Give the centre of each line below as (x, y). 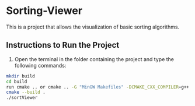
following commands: (40, 65)
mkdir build (20, 76)
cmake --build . (26, 92)
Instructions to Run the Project (63, 45)
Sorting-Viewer (44, 11)
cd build (17, 82)
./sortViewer (22, 98)
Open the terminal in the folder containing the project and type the (94, 59)
